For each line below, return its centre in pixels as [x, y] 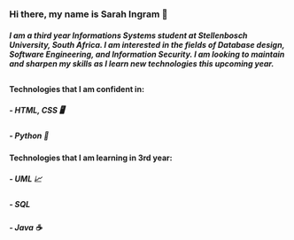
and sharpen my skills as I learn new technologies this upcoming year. [142, 63]
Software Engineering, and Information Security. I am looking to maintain [147, 54]
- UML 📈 [26, 178]
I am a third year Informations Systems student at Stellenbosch [128, 35]
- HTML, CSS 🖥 [37, 110]
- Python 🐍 [29, 135]
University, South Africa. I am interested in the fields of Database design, [147, 44]
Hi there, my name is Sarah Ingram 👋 [89, 14]
